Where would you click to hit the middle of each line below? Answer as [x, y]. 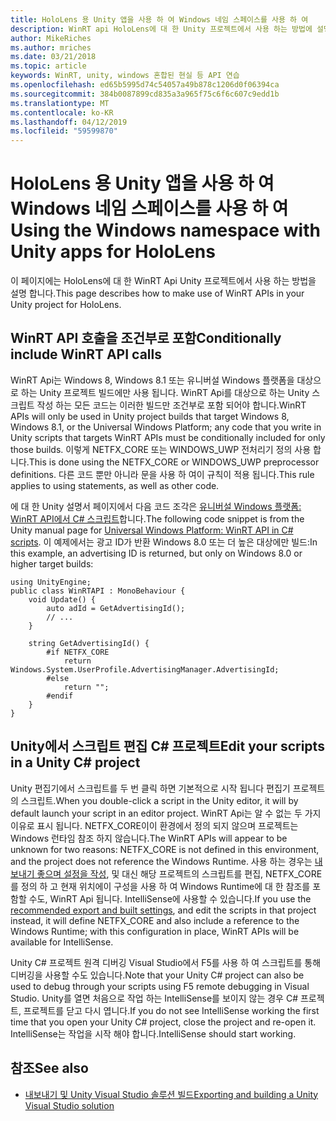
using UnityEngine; [51, 582]
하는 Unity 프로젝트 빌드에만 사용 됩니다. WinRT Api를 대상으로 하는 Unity [165, 392]
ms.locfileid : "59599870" [64, 131]
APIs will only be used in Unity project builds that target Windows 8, [150, 416]
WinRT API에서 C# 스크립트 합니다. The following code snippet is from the [157, 518]
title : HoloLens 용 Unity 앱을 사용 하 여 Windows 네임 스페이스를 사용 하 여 [159, 19]
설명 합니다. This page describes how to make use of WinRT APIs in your [157, 293]
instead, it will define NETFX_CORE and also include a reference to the [155, 920]
